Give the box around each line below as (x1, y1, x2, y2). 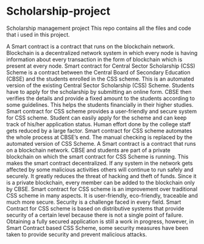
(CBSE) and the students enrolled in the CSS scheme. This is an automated (6, 75, 194, 82)
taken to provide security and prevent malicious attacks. (6, 231, 147, 238)
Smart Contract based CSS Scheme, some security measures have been (6, 224, 189, 231)
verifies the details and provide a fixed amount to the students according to (6, 95, 195, 102)
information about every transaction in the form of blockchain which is (6, 56, 183, 63)
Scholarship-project (6, 4, 111, 18)
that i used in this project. (6, 30, 70, 38)
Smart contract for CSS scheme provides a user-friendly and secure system (6, 107, 197, 115)
